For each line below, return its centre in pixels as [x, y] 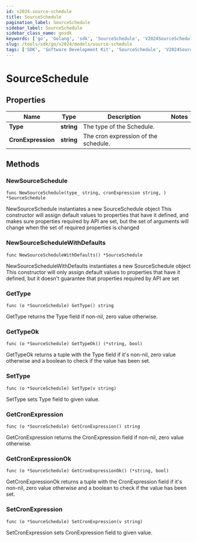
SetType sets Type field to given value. [53, 399]
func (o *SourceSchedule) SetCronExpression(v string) [74, 521]
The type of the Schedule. [119, 127]
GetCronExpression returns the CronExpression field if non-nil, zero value [95, 437]
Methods [23, 164]
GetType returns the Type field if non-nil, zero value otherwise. [82, 316]
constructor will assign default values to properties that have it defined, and [97, 215]
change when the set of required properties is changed [73, 228]
